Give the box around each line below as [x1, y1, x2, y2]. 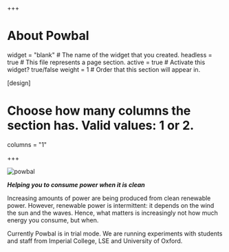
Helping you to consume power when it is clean [7, 180, 146, 188]
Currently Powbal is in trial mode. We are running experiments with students [7, 229, 223, 238]
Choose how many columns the [7, 103, 191, 119]
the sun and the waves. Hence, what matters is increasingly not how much [7, 209, 218, 217]
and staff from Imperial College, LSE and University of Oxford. [7, 236, 183, 245]
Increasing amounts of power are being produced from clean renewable [7, 194, 211, 202]
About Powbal [7, 28, 89, 43]
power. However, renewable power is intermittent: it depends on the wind [7, 201, 215, 209]
